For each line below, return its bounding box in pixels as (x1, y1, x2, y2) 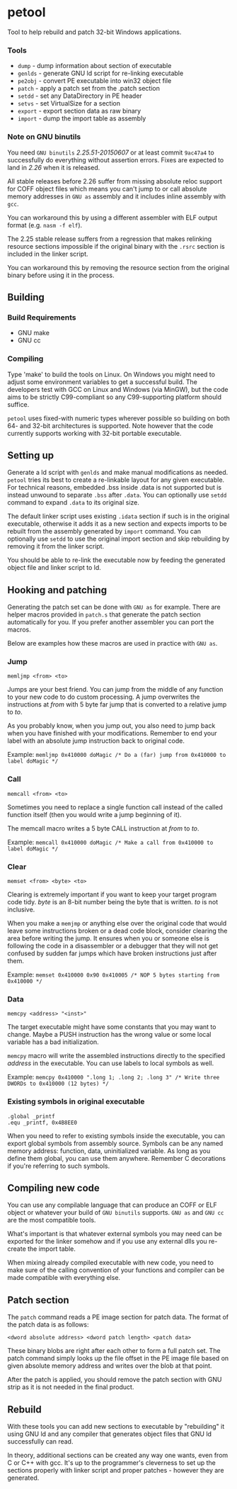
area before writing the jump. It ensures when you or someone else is (7, 934, 210, 943)
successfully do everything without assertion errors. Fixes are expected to (7, 155, 224, 164)
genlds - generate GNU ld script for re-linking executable (17, 69, 184, 78)
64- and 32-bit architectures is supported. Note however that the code (7, 421, 214, 429)
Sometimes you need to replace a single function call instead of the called (7, 802, 223, 811)
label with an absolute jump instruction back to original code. (7, 736, 185, 745)
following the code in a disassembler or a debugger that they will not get (7, 942, 219, 950)
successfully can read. (7, 1437, 74, 1446)
